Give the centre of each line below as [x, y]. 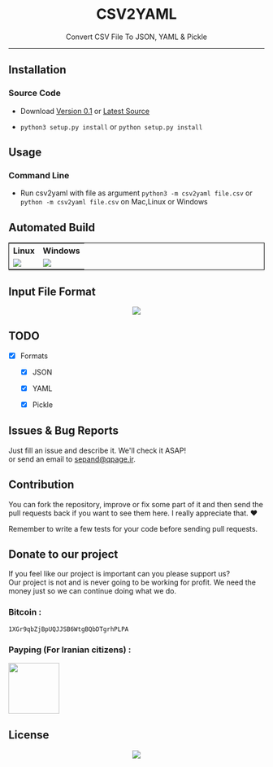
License [29, 735]
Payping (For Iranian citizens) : [70, 650]
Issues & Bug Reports [64, 431]
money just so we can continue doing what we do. [93, 591]
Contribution [41, 485]
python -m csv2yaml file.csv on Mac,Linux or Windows [114, 202]
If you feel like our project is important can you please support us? [119, 574]
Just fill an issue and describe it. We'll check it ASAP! [97, 450]
